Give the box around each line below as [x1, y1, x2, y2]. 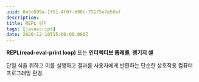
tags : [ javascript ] [6, 26, 56, 32]
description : [6, 15, 40, 21]
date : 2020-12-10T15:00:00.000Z [6, 32, 88, 38]
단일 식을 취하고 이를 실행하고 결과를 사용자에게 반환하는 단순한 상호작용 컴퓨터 [6, 62, 194, 69]
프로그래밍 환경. [6, 69, 44, 77]
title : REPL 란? [6, 20, 47, 26]
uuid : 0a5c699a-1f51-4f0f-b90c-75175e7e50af [6, 9, 121, 15]
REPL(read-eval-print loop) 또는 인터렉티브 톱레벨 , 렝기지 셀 [6, 49, 153, 56]
